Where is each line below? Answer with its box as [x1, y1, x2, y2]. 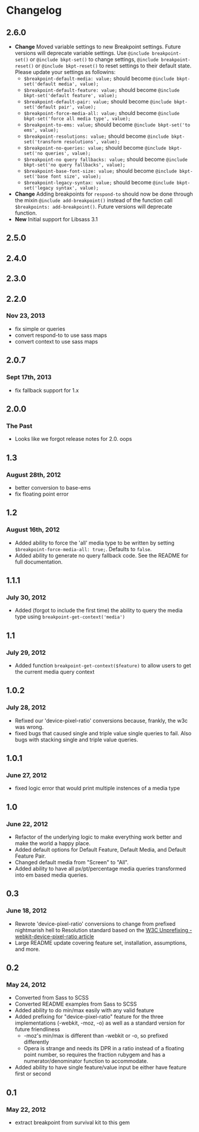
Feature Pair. [14, 852, 46, 859]
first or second [14, 1070, 51, 1077]
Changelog [6, 4, 62, 17]
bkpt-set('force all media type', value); [23, 116, 131, 122]
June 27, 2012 [6, 771, 47, 779]
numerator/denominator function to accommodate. [23, 1057, 148, 1065]
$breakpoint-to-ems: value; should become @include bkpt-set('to [23, 121, 191, 128]
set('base [23, 174, 49, 180]
